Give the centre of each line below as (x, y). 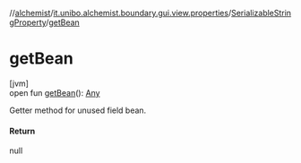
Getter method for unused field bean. (78, 110)
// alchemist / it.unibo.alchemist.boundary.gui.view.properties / (120, 13)
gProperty (28, 22)
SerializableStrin (262, 13)
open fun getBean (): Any (55, 92)
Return (22, 131)
